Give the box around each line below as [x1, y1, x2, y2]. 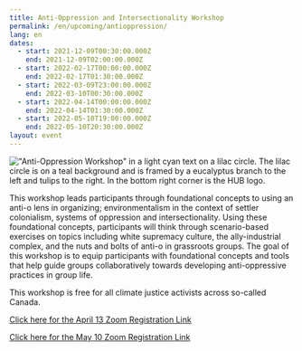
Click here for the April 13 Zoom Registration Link [9, 314, 192, 325]
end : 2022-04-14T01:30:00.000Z [25, 106, 144, 115]
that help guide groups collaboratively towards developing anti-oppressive [9, 260, 287, 270]
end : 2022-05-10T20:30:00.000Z [25, 123, 144, 132]
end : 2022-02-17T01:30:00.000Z [25, 72, 144, 81]
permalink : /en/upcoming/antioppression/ [9, 22, 168, 31]
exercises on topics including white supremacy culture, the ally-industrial [9, 231, 282, 242]
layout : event [9, 131, 63, 140]
